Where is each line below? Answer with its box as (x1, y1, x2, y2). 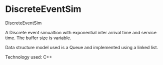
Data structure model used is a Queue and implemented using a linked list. (5, 44, 158, 50)
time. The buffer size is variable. (5, 35, 71, 41)
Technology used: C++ (5, 54, 52, 60)
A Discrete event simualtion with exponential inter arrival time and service (5, 29, 157, 35)
